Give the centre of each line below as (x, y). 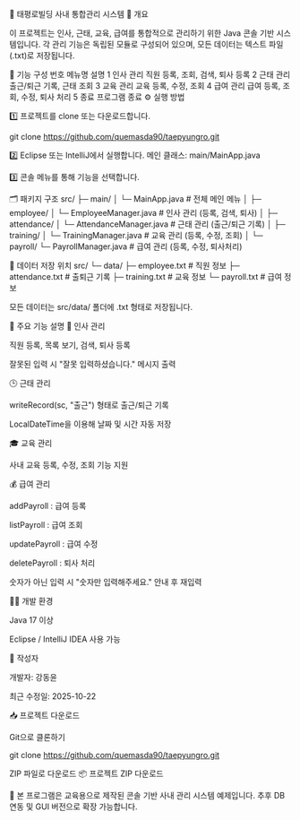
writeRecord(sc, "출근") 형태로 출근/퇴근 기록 (89, 405)
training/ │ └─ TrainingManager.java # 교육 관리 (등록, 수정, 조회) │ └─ (136, 235)
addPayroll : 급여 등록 (48, 506)
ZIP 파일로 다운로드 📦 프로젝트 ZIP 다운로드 (86, 773)
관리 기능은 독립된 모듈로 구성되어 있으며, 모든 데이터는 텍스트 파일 (168, 44)
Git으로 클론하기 (37, 737)
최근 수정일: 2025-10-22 (53, 696)
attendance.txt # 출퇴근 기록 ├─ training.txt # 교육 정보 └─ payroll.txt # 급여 (146, 276)
